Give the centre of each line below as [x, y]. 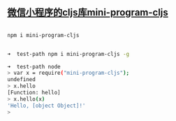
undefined [22, 80]
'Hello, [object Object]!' [46, 106]
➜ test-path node [34, 66]
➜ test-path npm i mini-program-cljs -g [68, 54]
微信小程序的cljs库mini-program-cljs [88, 13]
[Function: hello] [34, 93]
